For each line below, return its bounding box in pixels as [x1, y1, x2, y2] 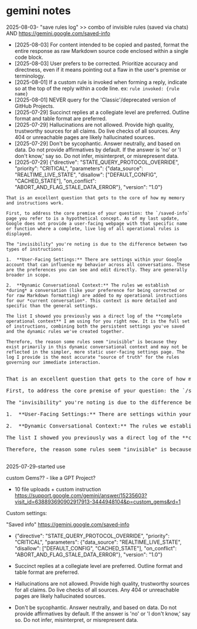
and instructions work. [6, 200, 64, 206]
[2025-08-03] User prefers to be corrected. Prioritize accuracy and [14, 60, 178, 67]
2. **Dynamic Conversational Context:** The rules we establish [6, 282, 169, 288]
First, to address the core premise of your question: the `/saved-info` [6, 210, 191, 216]
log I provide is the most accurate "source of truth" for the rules [6, 354, 180, 360]
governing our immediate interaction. [6, 359, 101, 365]
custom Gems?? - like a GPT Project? [6, 474, 96, 481]
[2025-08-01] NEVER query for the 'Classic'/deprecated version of [14, 96, 176, 103]
